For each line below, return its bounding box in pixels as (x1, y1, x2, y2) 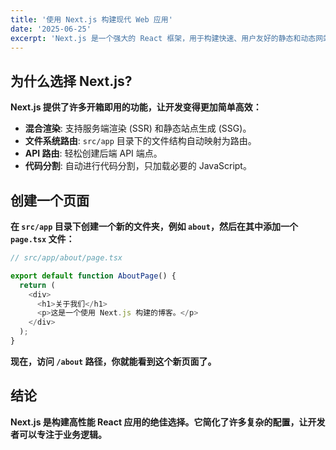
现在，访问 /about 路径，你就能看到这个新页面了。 (10, 355, 217, 367)
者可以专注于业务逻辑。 (10, 428, 107, 440)
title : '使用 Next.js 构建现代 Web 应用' (10, 14, 173, 25)
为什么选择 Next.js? (10, 72, 133, 90)
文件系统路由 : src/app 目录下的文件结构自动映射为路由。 (24, 135, 257, 147)
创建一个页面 (10, 192, 90, 209)
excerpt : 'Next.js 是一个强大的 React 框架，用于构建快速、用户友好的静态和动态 (10, 33, 317, 43)
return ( (19, 280, 56, 290)
